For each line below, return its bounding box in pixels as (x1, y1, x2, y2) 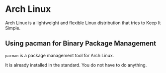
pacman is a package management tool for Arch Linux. (5, 52, 114, 58)
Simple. (5, 25, 21, 31)
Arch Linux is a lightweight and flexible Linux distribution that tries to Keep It (5, 20, 161, 26)
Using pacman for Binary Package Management (5, 39, 157, 48)
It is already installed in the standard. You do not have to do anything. (5, 62, 147, 68)
